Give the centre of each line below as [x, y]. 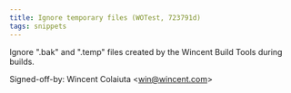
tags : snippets [38, 26]
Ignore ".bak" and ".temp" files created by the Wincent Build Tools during [146, 51]
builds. [22, 61]
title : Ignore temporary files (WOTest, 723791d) [105, 18]
